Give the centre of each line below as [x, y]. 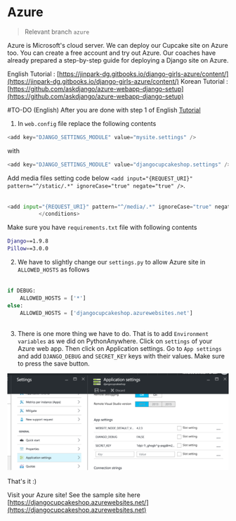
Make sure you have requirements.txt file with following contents [102, 227]
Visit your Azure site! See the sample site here [74, 495]
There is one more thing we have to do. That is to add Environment [113, 334]
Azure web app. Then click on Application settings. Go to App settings [120, 349]
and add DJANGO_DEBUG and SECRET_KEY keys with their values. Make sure [121, 356]
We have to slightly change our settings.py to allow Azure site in [111, 262]
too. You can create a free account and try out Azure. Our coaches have [112, 53]
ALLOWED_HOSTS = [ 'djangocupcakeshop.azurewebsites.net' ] [106, 313]
